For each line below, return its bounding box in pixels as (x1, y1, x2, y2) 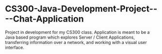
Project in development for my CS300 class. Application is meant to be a (5, 29, 150, 35)
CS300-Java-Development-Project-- (5, 3, 158, 14)
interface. (5, 44, 24, 50)
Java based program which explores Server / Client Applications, (5, 34, 135, 40)
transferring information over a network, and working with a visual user (5, 39, 147, 45)
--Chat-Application (5, 13, 84, 24)
